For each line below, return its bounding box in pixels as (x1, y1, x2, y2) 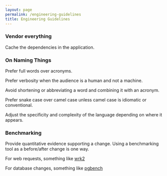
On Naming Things (5, 57, 51, 64)
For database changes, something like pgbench (5, 165, 103, 172)
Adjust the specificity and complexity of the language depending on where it (5, 111, 163, 117)
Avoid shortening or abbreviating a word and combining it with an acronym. (5, 87, 160, 93)
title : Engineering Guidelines (5, 16, 70, 21)
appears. (5, 117, 23, 123)
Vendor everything (5, 33, 52, 40)
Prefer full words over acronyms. (5, 68, 72, 74)
